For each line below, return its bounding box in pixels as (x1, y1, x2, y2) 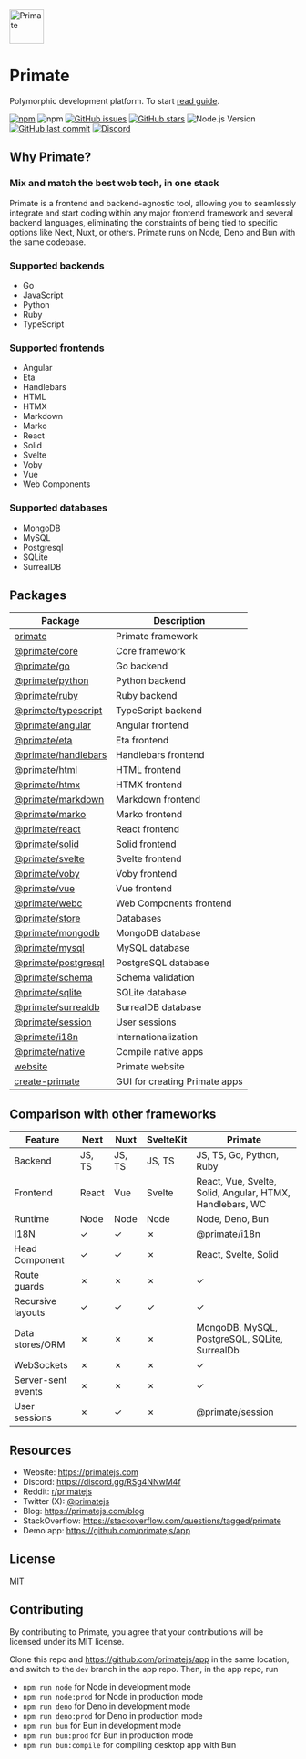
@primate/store (14, 912, 81, 925)
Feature (25, 1133, 60, 1146)
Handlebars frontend (115, 749, 205, 762)
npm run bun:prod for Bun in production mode (22, 1730, 194, 1741)
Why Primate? (9, 150, 92, 165)
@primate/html (14, 764, 78, 776)
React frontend (115, 823, 180, 836)
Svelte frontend (115, 853, 182, 866)
